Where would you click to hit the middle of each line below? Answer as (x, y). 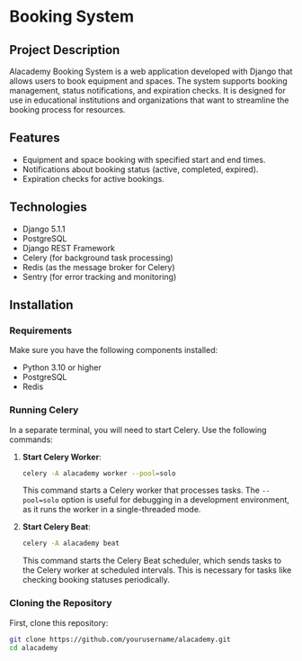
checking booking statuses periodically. (96, 580)
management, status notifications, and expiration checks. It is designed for (147, 91)
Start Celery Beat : (57, 527)
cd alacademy (34, 647)
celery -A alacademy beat (71, 543)
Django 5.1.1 (44, 229)
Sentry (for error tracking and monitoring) (99, 276)
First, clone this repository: (59, 622)
